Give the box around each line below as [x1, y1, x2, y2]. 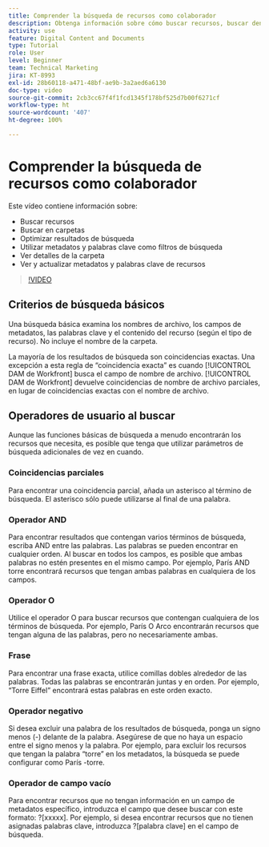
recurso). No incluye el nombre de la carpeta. [8, 336, 159, 345]
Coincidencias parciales [8, 467, 104, 478]
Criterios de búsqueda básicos [8, 298, 165, 312]
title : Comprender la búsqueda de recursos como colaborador [8, 11, 217, 20]
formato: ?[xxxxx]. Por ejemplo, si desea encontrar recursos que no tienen [8, 813, 254, 822]
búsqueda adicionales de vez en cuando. [8, 447, 144, 457]
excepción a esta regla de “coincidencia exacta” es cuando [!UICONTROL [8, 360, 251, 369]
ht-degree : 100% [8, 116, 62, 124]
